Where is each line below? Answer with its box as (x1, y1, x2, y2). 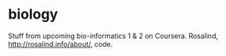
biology (8, 5, 59, 23)
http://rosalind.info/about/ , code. (8, 39, 113, 48)
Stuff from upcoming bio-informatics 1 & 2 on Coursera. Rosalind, (8, 31, 219, 40)
